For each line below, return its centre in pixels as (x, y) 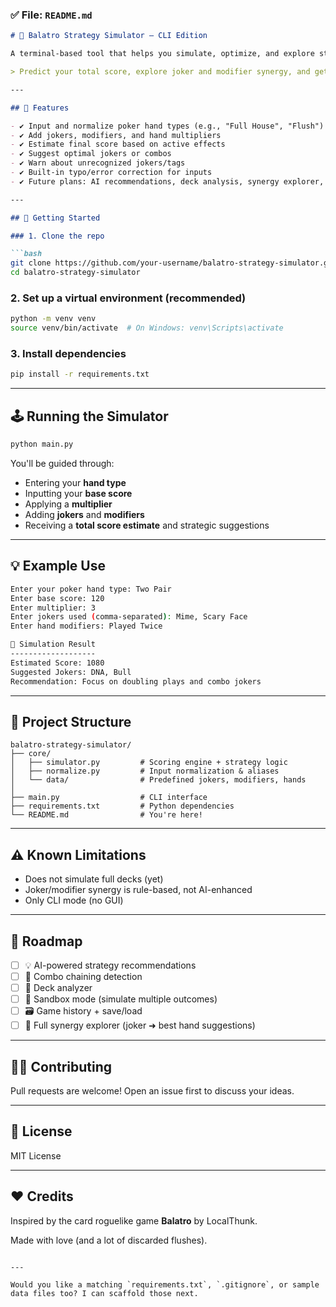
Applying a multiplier (68, 504)
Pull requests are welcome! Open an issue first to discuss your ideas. (152, 1091)
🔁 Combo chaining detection (83, 977)
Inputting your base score (78, 493)
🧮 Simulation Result (53, 644)
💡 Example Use (58, 566)
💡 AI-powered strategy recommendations (110, 965)
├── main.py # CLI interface (109, 798)
